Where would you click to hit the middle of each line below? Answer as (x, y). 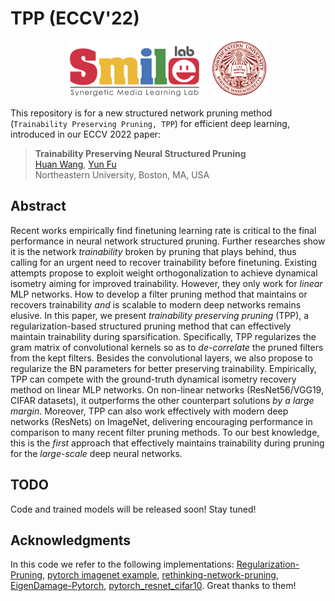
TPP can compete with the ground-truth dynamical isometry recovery (153, 379)
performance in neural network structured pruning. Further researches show (168, 241)
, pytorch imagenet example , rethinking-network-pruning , (160, 575)
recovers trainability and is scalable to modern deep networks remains (156, 304)
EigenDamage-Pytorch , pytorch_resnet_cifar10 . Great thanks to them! (153, 586)
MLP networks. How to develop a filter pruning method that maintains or (159, 294)
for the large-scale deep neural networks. (96, 453)
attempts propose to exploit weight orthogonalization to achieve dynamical (164, 273)
